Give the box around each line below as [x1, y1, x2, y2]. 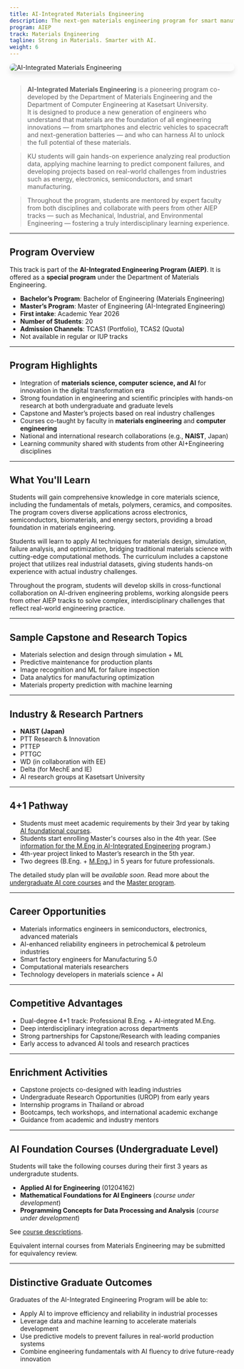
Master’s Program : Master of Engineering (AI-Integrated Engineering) [19, 301, 225, 310]
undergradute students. [9, 1170, 79, 1178]
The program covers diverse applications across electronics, [9, 508, 188, 517]
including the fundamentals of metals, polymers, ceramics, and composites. [9, 500, 233, 509]
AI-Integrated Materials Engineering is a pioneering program [26, 85, 209, 94]
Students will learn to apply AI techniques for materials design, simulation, [9, 537, 227, 546]
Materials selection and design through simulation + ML [19, 650, 184, 659]
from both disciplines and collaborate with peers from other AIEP [26, 204, 218, 212]
